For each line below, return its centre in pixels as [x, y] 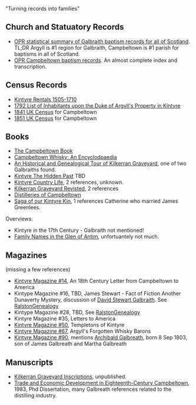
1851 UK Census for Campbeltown [55, 118]
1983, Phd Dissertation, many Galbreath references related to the [93, 389]
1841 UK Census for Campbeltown [55, 112]
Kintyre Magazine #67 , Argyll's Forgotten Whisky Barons [82, 331]
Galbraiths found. [35, 170]
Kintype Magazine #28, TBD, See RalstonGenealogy [77, 312]
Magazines [26, 255]
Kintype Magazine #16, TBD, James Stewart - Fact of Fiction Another [97, 294]
